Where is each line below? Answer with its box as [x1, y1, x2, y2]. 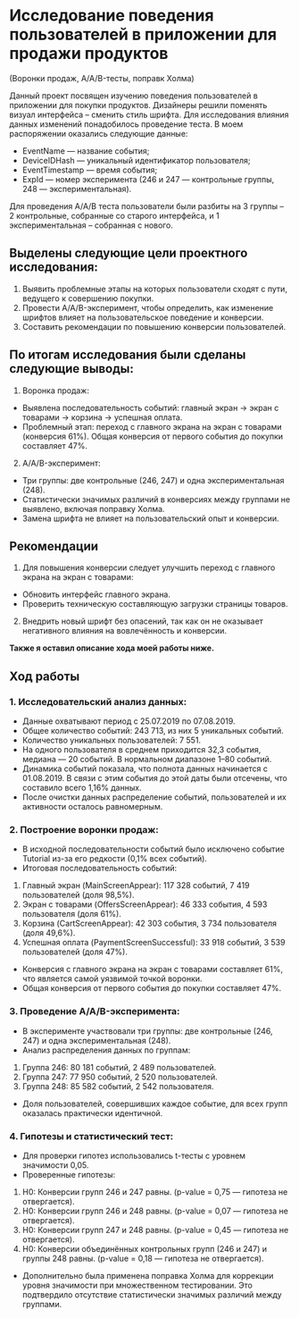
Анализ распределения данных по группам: [21, 1045, 191, 1055]
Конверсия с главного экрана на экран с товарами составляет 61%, [21, 964, 284, 975]
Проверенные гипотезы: [21, 1169, 116, 1179]
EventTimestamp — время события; [21, 164, 158, 175]
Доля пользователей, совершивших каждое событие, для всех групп [21, 1098, 288, 1109]
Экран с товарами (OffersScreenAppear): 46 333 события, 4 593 [21, 899, 268, 910]
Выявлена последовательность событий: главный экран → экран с [21, 402, 279, 413]
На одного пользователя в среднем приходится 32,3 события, [21, 744, 262, 755]
